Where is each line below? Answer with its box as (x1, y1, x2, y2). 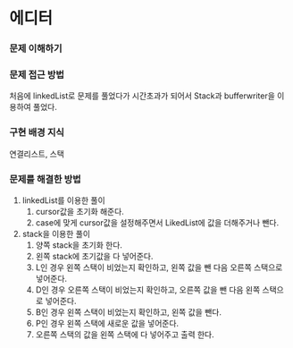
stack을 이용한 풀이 (21, 229, 91, 239)
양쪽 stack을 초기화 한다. (35, 240, 123, 250)
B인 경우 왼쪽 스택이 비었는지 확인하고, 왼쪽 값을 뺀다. (35, 307, 222, 318)
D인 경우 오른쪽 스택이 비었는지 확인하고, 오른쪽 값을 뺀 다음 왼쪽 (35, 284, 261, 295)
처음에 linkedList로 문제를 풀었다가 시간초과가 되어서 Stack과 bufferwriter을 (9, 90, 275, 101)
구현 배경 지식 (9, 126, 65, 139)
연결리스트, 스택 (9, 149, 65, 159)
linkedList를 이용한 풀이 (21, 195, 105, 206)
